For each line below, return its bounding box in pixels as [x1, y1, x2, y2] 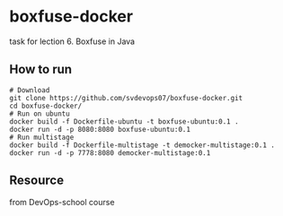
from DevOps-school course [9, 196, 115, 207]
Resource [9, 173, 65, 188]
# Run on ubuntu [9, 109, 70, 118]
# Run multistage [9, 133, 75, 142]
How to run [9, 62, 73, 77]
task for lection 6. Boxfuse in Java [9, 36, 136, 47]
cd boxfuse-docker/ [9, 101, 83, 110]
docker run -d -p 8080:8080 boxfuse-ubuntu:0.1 [9, 125, 191, 134]
